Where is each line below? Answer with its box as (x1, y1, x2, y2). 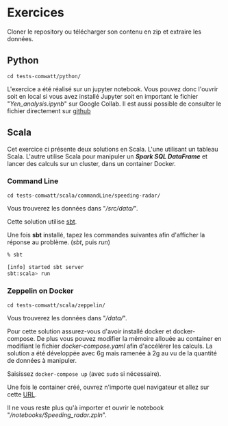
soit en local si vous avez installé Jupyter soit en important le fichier (7, 92, 199, 100)
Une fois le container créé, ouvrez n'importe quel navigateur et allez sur (7, 383, 210, 391)
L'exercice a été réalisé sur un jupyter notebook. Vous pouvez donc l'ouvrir (7, 84, 218, 93)
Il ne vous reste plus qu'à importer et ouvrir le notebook (7, 403, 164, 412)
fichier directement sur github (7, 106, 91, 115)
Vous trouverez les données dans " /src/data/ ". (7, 204, 138, 212)
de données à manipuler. (7, 356, 77, 364)
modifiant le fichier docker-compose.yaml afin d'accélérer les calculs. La (7, 342, 213, 350)
